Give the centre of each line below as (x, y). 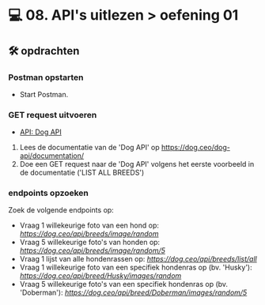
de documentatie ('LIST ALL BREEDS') (82, 173)
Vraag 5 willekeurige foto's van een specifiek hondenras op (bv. (123, 284)
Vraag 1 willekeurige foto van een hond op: (89, 225)
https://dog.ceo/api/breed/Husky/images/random (100, 276)
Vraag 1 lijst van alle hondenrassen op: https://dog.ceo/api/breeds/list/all (138, 259)
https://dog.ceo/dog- (196, 148)
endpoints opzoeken (49, 193)
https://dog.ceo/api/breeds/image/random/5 (93, 250)
